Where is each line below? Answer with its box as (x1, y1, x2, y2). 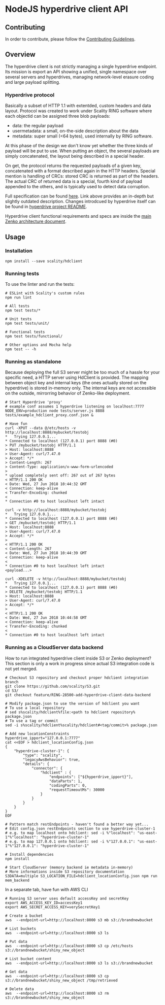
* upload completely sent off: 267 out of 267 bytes (5, 473, 116, 478)
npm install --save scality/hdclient (5, 259, 83, 264)
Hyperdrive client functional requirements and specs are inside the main (5, 213, 152, 219)
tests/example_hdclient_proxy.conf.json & (5, 413, 94, 418)
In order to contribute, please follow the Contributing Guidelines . (5, 36, 136, 42)
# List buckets (5, 926, 36, 931)
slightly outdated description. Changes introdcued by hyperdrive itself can (5, 199, 156, 204)
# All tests (5, 304, 30, 309)
